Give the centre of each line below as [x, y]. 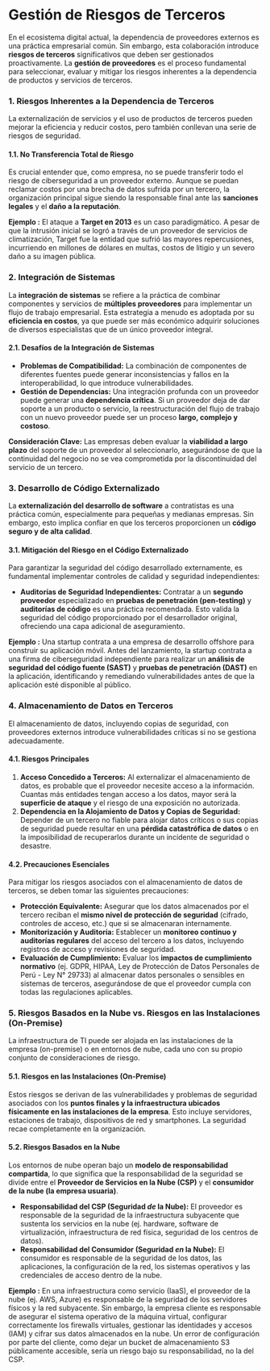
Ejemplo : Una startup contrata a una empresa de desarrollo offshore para [131, 642]
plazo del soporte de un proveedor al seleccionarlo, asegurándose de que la [135, 450]
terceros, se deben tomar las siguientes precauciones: [99, 891]
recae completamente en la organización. [77, 1129]
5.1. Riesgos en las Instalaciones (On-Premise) [87, 1076]
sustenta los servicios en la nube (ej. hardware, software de [119, 1223]
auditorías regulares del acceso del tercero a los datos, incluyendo [132, 941]
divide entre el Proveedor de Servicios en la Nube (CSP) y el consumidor [131, 1182]
